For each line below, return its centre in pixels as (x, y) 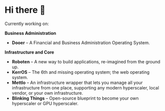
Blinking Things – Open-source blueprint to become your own (75, 98)
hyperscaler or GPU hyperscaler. (45, 103)
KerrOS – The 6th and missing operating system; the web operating (81, 72)
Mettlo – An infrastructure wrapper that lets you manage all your (77, 83)
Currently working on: (27, 24)
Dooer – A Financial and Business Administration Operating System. (81, 42)
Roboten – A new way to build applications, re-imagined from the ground (86, 61)
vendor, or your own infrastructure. (47, 93)
